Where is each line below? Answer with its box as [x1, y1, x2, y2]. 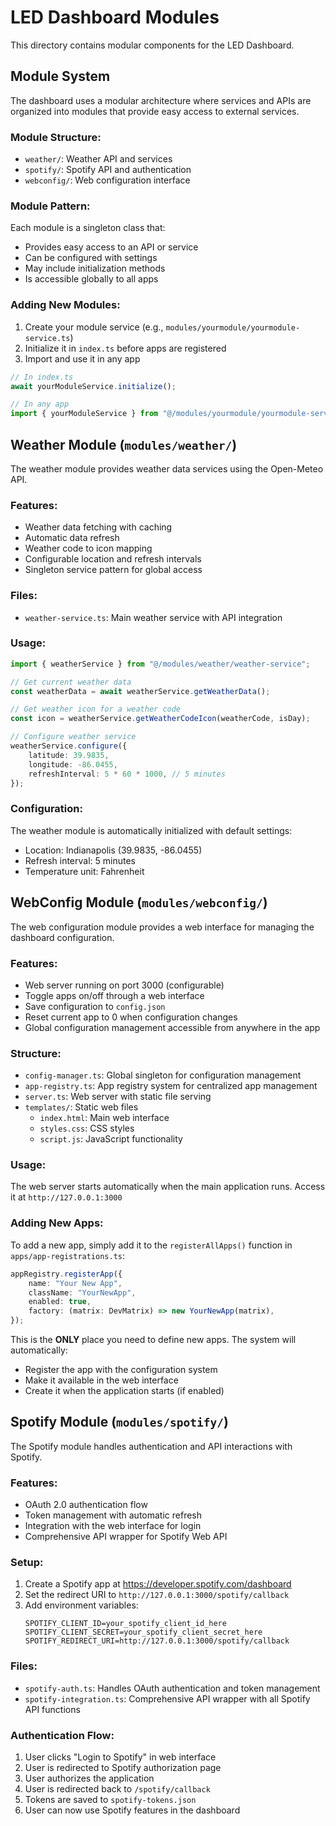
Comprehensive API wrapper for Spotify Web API [24, 1531, 228, 1543]
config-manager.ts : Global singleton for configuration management [24, 1069, 302, 1081]
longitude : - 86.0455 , [28, 759, 118, 770]
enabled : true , [28, 1297, 92, 1307]
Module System [10, 68, 111, 85]
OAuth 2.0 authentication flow [24, 1499, 148, 1511]
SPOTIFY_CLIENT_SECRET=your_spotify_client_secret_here [24, 1627, 263, 1638]
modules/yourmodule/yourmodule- [165, 322, 301, 333]
